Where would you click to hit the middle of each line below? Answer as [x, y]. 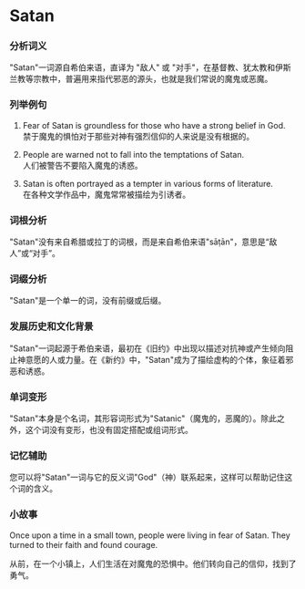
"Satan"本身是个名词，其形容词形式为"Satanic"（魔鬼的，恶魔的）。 [135, 418]
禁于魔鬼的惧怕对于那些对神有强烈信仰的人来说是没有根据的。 [138, 136]
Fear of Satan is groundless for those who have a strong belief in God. [154, 125]
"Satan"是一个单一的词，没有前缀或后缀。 [88, 301]
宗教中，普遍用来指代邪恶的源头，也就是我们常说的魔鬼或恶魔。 [153, 79]
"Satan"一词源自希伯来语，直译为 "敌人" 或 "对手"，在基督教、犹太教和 [142, 67]
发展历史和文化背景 [51, 326]
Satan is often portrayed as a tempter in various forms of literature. [147, 183]
